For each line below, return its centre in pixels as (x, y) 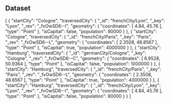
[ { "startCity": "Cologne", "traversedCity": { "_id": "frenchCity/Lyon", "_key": (85, 20)
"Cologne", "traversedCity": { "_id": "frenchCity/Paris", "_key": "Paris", (79, 37)
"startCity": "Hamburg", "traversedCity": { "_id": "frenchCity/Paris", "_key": (83, 69)
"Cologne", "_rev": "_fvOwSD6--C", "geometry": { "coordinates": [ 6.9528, (83, 58)
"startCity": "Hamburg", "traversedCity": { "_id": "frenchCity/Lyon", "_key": (83, 85)
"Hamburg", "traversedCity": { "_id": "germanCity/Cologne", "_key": (76, 53)
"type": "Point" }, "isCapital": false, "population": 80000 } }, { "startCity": (81, 31)
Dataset (18, 8)
